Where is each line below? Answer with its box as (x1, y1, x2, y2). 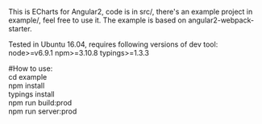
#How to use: (8, 64, 53, 73)
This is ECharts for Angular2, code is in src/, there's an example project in (8, 7, 253, 16)
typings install (8, 89, 55, 99)
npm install (8, 81, 45, 90)
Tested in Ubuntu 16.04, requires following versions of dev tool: (8, 39, 218, 49)
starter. (8, 24, 32, 33)
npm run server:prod (8, 106, 77, 116)
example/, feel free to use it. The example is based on (8, 15, 187, 25)
